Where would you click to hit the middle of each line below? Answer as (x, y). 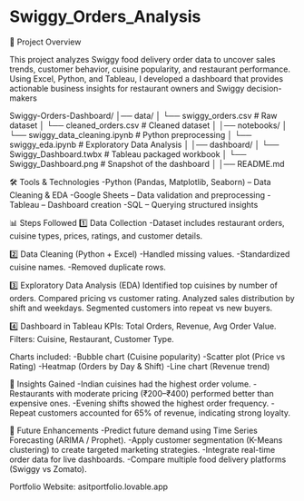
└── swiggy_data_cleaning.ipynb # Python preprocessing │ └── (131, 134)
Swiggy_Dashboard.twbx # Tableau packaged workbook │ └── (128, 154)
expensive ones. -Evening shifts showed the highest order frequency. (139, 403)
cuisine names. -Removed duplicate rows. (88, 267)
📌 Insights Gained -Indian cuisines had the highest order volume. (130, 384)
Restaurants (32, 393)
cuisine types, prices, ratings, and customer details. (106, 236)
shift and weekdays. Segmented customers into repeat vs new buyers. (141, 308)
